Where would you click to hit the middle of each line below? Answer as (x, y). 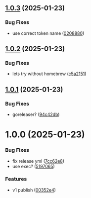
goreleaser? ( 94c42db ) (36, 114)
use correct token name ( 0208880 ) (48, 33)
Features (16, 179)
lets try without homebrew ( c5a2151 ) (49, 74)
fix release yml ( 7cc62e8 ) (38, 161)
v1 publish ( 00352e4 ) (34, 190)
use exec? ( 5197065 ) (34, 166)
